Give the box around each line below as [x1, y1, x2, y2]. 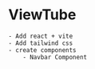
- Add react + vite [8, 32, 73, 40]
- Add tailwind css [8, 39, 73, 47]
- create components [8, 46, 77, 54]
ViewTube [8, 6, 77, 24]
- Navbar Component [22, 53, 88, 61]
